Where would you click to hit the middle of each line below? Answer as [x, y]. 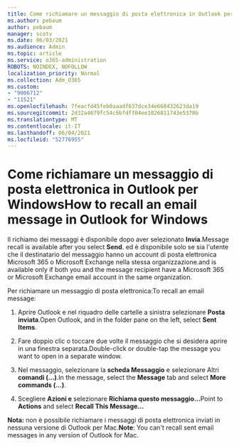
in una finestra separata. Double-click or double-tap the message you [119, 349]
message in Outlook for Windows [108, 220]
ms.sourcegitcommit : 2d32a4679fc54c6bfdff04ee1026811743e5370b [103, 113]
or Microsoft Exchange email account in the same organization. [100, 277]
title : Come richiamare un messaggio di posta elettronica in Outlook [114, 14]
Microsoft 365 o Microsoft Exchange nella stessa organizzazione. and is [112, 262]
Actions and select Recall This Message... [81, 406]
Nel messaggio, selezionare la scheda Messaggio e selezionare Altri [118, 370]
